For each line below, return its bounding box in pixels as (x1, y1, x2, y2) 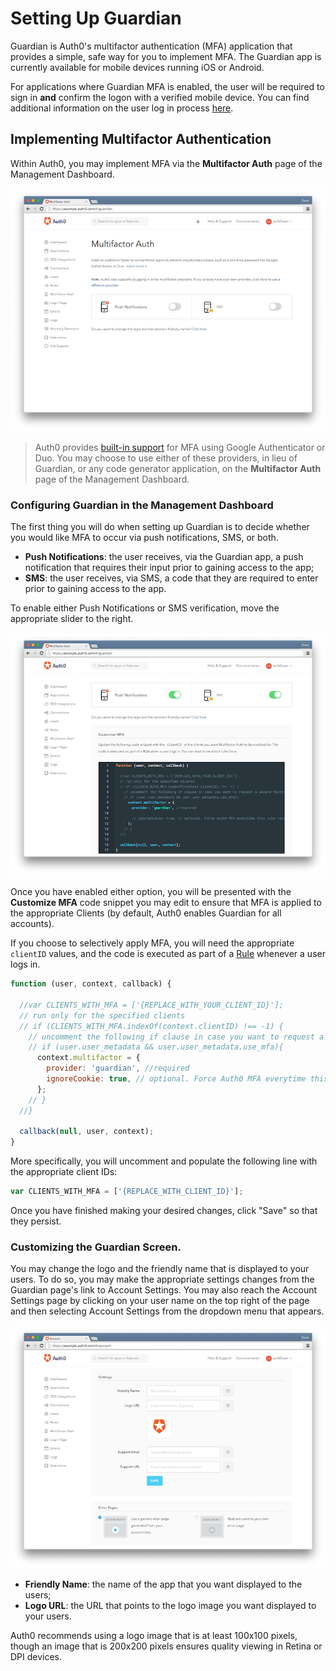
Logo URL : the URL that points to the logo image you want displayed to (24, 1600, 317, 1612)
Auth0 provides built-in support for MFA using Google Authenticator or (34, 441, 326, 453)
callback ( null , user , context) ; (19, 1127, 155, 1137)
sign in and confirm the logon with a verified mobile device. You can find (10, 91, 310, 103)
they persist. (10, 1215, 62, 1227)
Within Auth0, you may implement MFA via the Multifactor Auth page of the (10, 157, 323, 169)
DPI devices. (10, 1651, 63, 1663)
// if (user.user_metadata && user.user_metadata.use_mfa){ (28, 1042, 284, 1052)
